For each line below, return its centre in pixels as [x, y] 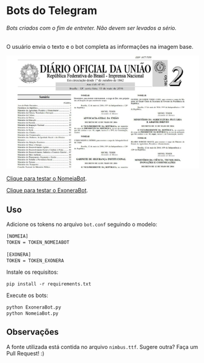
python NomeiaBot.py [33, 313]
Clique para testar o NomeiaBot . [47, 178]
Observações [33, 332]
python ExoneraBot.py [34, 307]
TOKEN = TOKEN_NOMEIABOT [38, 242]
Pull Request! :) [25, 353]
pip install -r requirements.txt [49, 284]
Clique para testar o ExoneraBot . [47, 191]
